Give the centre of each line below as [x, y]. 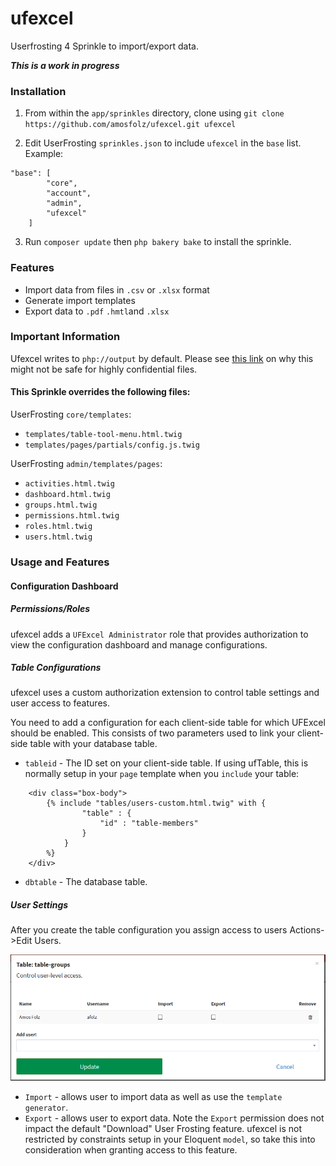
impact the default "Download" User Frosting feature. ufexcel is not [163, 1128]
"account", [69, 193]
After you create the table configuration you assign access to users [149, 930]
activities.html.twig [69, 484]
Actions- [307, 930]
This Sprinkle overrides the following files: [100, 392]
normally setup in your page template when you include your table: [162, 774]
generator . [46, 1107]
